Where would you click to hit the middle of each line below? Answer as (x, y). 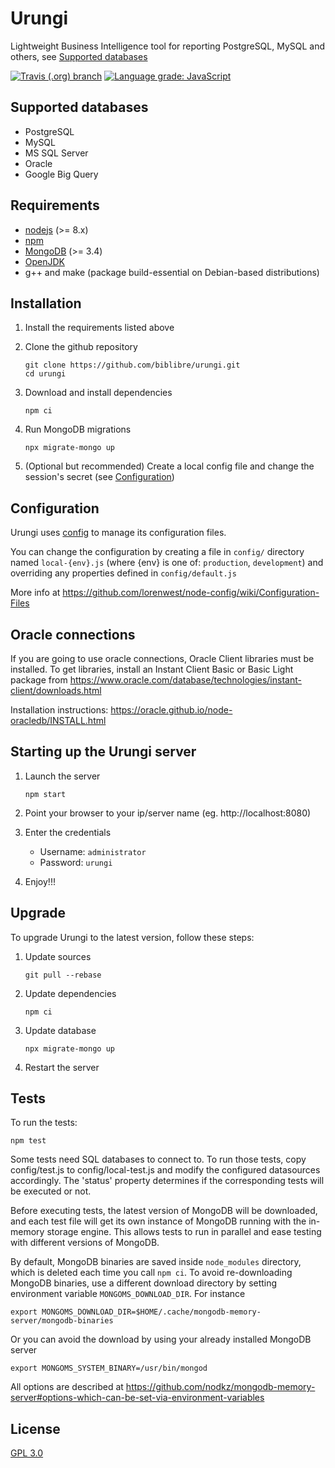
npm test (28, 1141)
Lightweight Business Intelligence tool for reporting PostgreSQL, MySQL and (168, 46)
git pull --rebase (63, 975)
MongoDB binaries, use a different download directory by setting (144, 1283)
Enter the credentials (68, 832)
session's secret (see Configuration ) (99, 477)
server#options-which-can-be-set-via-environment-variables (137, 1398)
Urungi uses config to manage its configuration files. (118, 533)
